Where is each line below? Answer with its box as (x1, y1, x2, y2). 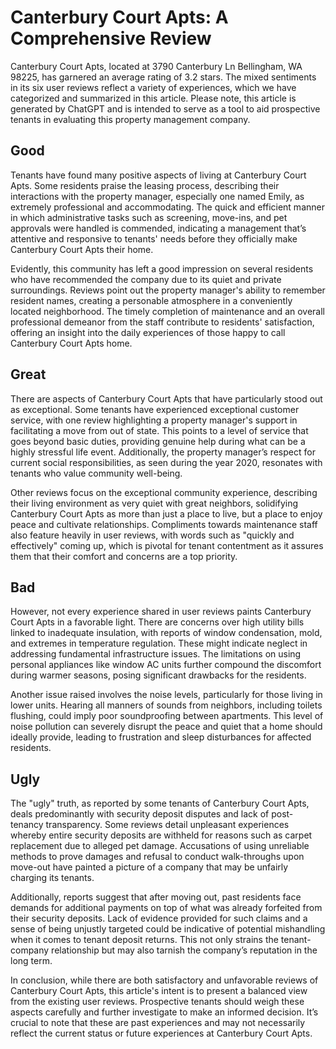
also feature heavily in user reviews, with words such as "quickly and (10, 529, 295, 541)
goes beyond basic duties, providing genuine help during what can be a (10, 435, 306, 447)
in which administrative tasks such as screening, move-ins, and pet (10, 211, 288, 223)
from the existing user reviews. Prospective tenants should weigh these (10, 996, 305, 1008)
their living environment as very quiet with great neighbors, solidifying (10, 497, 299, 509)
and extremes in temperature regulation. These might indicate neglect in (10, 637, 308, 650)
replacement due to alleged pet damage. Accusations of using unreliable (10, 840, 310, 852)
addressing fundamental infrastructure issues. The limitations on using (10, 648, 302, 660)
